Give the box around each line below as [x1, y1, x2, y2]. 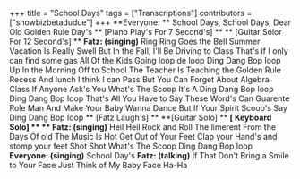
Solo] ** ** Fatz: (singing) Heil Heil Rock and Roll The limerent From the [9, 122, 276, 132]
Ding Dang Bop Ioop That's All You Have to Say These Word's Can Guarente [9, 93, 290, 104]
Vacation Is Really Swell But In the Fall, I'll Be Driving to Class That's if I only [9, 46, 288, 56]
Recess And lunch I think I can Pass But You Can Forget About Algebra [9, 74, 270, 84]
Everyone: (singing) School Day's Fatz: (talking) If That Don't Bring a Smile [9, 150, 289, 160]
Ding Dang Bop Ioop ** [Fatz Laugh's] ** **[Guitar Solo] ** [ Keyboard [9, 112, 272, 123]
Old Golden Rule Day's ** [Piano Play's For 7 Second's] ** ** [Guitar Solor [9, 27, 282, 37]
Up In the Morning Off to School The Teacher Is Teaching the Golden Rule [9, 64, 282, 75]
